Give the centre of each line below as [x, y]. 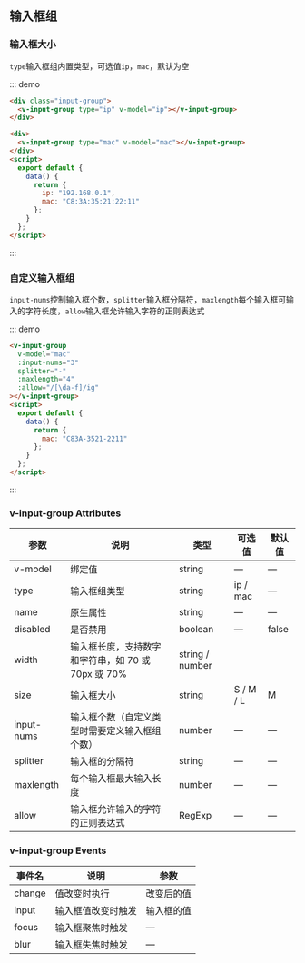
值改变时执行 [83, 893]
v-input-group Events [58, 850]
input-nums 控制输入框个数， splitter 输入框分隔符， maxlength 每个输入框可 [148, 299]
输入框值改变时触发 [96, 910]
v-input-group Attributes [65, 513]
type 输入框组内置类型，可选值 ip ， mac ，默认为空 [99, 65]
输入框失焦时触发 [92, 945]
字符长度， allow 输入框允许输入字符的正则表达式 [115, 311]
